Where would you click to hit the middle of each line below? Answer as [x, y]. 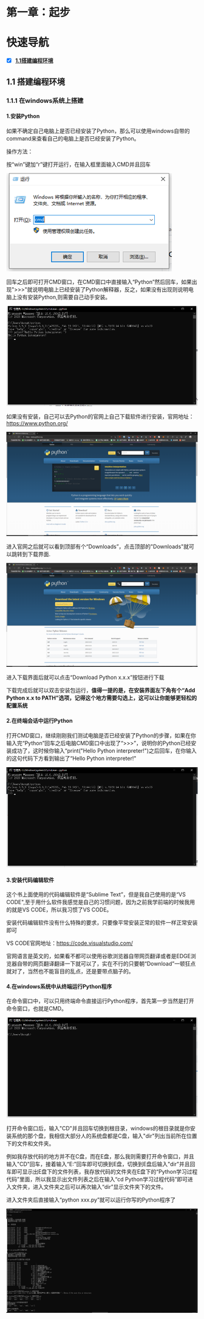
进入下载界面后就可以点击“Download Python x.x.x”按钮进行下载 [86, 677]
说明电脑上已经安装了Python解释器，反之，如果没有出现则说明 [110, 289]
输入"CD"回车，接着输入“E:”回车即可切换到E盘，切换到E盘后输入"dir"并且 [98, 1164]
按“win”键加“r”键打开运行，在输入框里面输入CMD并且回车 [78, 164]
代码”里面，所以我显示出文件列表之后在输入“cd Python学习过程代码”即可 [97, 1179]
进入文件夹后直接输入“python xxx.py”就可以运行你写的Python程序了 [91, 1200]
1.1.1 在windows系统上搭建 [45, 100]
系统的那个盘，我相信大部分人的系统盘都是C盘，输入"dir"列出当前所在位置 [104, 1136]
